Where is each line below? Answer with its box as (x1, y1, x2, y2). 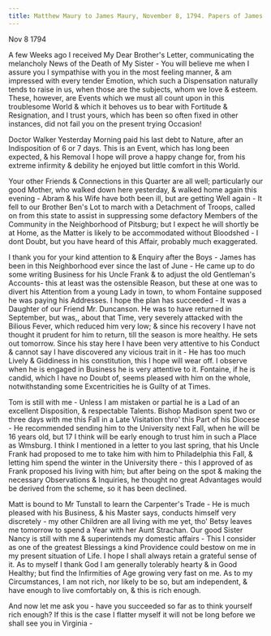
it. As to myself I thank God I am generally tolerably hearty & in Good (8, 559, 238, 569)
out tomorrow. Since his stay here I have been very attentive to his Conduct (8, 338, 260, 348)
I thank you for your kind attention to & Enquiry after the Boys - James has (8, 252, 256, 262)
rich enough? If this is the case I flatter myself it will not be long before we (8, 609, 256, 619)
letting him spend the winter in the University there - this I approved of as (8, 458, 253, 467)
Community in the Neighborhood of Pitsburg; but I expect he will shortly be (8, 219, 260, 229)
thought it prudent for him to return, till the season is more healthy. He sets (8, 329, 258, 339)
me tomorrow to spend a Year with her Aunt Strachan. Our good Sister (8, 525, 243, 535)
